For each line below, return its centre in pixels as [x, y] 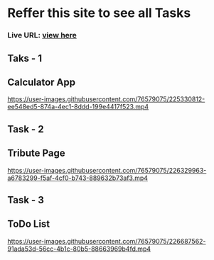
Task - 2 [26, 129]
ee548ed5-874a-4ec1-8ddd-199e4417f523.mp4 [78, 107]
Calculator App [42, 82]
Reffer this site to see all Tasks [99, 13]
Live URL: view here [42, 35]
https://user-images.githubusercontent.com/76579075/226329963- [107, 170]
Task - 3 [26, 200]
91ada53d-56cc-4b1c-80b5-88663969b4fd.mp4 [79, 249]
